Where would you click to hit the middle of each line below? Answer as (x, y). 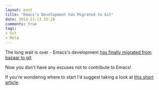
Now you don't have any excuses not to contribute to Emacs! (68, 67)
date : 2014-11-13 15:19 (30, 19)
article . (12, 82)
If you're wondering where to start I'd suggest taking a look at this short (79, 77)
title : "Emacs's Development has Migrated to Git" (59, 15)
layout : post (19, 10)
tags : (11, 29)
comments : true (21, 24)
